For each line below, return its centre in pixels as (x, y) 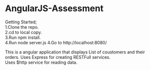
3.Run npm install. (23, 37)
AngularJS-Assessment (54, 9)
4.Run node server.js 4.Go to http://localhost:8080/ (56, 42)
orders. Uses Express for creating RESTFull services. (58, 57)
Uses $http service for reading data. (41, 62)
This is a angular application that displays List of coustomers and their (75, 52)
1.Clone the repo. (22, 27)
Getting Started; (21, 22)
